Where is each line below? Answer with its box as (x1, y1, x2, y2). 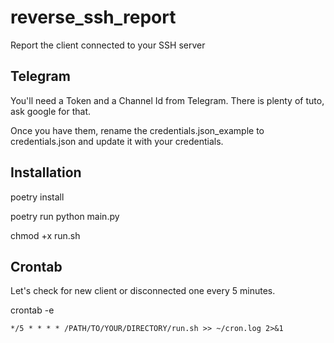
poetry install (10, 191, 65, 203)
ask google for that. (10, 105, 92, 117)
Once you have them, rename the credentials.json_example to (10, 124, 265, 136)
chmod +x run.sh (10, 229, 81, 241)
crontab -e (10, 304, 55, 316)
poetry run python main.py (10, 210, 120, 222)
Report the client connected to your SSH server (10, 39, 206, 51)
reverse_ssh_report (10, 6, 177, 29)
